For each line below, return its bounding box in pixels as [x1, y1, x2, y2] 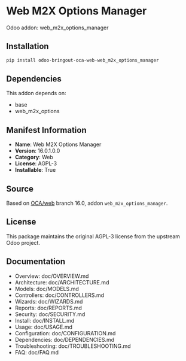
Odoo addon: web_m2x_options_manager [6, 24, 109, 31]
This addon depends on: [6, 90, 66, 97]
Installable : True [14, 166, 56, 174]
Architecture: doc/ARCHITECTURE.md [14, 278, 109, 286]
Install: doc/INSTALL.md [14, 317, 75, 324]
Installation [6, 41, 49, 51]
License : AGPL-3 [14, 160, 57, 167]
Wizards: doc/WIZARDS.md [14, 298, 83, 305]
